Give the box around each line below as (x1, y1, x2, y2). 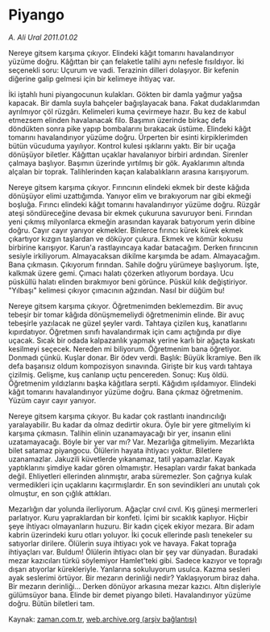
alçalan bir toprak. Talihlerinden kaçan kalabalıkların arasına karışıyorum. (8, 166, 250, 176)
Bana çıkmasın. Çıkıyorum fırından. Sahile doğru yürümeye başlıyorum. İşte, (8, 259, 260, 269)
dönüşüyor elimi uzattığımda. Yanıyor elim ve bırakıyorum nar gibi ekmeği (8, 191, 251, 200)
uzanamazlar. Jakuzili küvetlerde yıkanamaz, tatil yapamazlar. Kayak (8, 454, 235, 464)
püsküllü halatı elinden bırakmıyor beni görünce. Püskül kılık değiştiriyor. (8, 276, 248, 286)
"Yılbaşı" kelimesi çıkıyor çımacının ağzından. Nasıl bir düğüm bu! (8, 285, 226, 295)
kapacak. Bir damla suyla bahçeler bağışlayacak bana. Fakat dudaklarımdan (8, 98, 260, 107)
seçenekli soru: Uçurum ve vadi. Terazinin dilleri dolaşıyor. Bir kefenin (8, 65, 239, 74)
